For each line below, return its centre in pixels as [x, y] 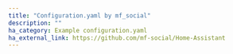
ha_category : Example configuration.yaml [78, 30]
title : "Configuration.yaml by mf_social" [80, 15]
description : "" [35, 23]
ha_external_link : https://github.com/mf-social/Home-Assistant [117, 38]
